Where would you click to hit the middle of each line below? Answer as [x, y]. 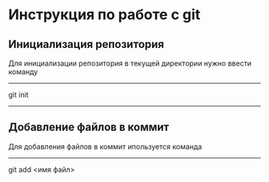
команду [23, 72]
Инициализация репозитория [86, 44]
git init [19, 95]
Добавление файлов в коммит [89, 127]
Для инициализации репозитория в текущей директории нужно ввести [130, 63]
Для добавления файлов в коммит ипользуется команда [105, 146]
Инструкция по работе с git [104, 15]
